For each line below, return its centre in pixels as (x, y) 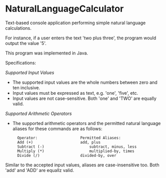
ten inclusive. (26, 87)
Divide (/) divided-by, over (67, 155)
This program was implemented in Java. (47, 53)
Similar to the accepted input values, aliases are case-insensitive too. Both (82, 165)
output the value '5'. (26, 43)
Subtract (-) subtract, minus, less (77, 147)
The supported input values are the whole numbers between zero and (85, 82)
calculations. (18, 28)
